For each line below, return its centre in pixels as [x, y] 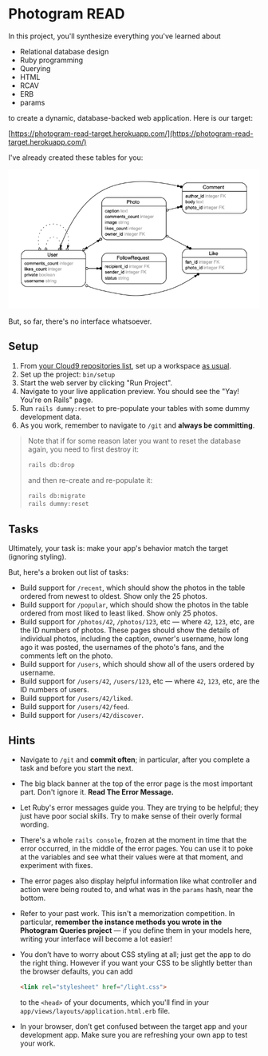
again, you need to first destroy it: [83, 449]
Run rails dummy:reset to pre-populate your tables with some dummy [134, 408]
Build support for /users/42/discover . [82, 715]
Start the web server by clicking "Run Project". [96, 383]
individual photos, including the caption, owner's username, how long [134, 639]
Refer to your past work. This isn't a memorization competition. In [127, 913]
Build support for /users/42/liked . [76, 698]
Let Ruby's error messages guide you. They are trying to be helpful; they [139, 807]
